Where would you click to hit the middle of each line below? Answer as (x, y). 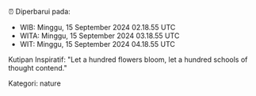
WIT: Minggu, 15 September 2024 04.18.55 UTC (97, 44)
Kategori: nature (34, 83)
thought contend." (38, 68)
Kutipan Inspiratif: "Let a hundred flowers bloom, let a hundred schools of (128, 60)
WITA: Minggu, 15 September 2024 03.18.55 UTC (99, 36)
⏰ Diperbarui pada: (40, 12)
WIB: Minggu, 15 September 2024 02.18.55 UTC (97, 27)
